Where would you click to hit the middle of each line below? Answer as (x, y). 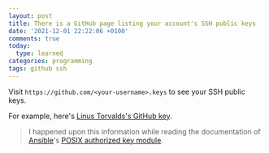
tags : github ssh (38, 69)
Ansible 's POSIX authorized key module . (96, 140)
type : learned (39, 53)
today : (20, 46)
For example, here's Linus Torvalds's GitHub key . (90, 116)
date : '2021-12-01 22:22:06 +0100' (69, 31)
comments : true (34, 38)
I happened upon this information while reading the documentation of (145, 131)
